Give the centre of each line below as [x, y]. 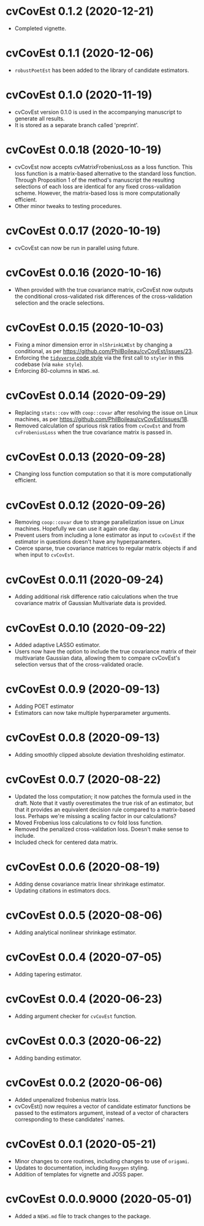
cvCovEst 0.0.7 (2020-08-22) [83, 780]
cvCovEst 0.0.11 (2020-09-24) [85, 580]
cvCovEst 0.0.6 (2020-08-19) [83, 867]
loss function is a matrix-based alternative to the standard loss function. [105, 173]
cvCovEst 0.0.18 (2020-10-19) [84, 150]
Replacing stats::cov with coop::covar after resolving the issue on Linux [106, 412]
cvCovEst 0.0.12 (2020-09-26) [86, 505]
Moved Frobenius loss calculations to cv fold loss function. [89, 823]
